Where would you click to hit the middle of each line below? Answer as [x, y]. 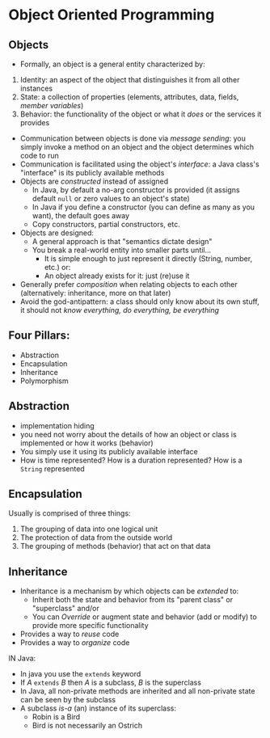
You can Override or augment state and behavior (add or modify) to [144, 617]
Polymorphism [44, 381]
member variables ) [52, 105]
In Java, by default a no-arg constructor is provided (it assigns [136, 190]
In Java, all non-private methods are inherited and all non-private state [137, 691]
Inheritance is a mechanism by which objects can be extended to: [129, 591]
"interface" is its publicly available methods [92, 173]
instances [36, 88]
